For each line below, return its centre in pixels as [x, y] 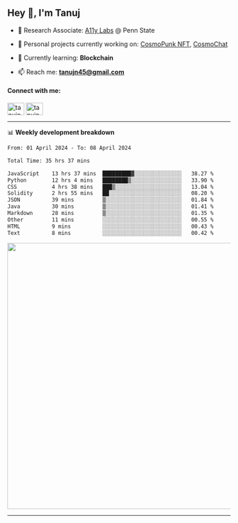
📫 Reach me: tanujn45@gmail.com [71, 72]
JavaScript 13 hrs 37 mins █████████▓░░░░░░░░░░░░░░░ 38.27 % [110, 174]
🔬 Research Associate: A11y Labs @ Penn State [86, 30]
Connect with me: [34, 91]
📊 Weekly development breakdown [61, 133]
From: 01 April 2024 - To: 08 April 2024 [69, 148]
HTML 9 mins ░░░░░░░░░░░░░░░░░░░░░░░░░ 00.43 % [110, 226]
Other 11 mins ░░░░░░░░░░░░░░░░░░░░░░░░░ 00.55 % [110, 220]
